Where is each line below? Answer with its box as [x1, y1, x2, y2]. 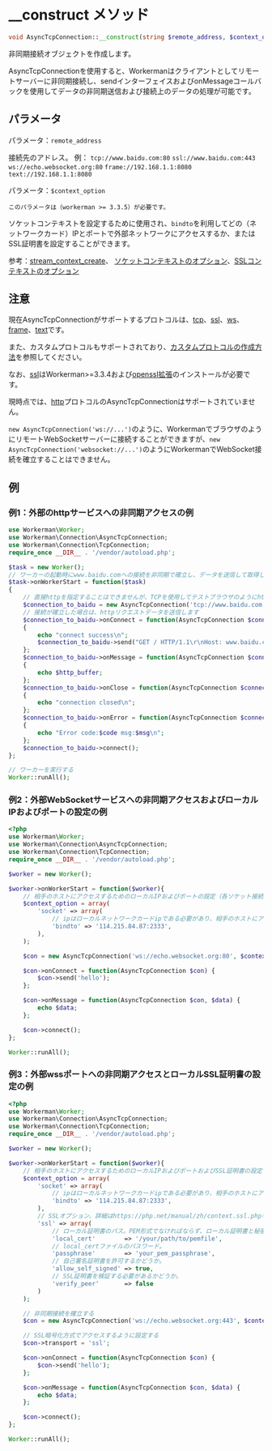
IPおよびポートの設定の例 [8, 806, 108, 817]
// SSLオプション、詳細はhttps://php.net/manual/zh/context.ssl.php [37, 1212, 262, 1220]
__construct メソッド [8, 6, 150, 24]
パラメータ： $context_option [8, 186, 105, 195]
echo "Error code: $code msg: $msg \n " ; [37, 728, 164, 736]
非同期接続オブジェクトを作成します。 [8, 49, 136, 58]
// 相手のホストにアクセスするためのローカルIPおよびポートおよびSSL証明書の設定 [23, 1167, 263, 1175]
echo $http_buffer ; [37, 668, 104, 676]
